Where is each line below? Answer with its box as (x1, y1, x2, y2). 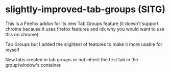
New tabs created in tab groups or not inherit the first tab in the (5, 56, 138, 62)
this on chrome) (5, 31, 39, 37)
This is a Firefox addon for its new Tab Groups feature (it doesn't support (5, 20, 159, 27)
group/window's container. (5, 62, 62, 68)
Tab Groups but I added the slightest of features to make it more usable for (5, 41, 162, 47)
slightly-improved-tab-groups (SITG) (5, 4, 166, 15)
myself (5, 46, 20, 53)
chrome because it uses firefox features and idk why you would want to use (5, 26, 165, 32)
